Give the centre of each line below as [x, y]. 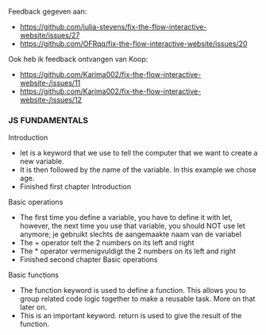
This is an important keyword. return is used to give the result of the [131, 316]
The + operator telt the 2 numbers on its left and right [107, 243]
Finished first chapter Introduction [75, 187]
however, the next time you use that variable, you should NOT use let [133, 226]
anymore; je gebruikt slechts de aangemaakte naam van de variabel [131, 234]
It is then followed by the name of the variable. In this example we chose [138, 170]
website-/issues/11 [50, 83]
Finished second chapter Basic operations [89, 260]
